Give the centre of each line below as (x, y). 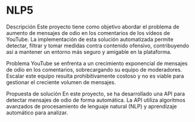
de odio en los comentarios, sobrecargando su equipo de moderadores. (94, 69)
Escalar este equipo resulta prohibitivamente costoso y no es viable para (95, 76)
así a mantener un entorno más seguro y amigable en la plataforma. (89, 52)
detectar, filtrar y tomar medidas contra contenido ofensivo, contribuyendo (97, 46)
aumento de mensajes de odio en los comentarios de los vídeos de (88, 33)
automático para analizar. (37, 113)
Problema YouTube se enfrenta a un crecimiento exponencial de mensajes (97, 63)
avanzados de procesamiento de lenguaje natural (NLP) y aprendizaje (92, 106)
